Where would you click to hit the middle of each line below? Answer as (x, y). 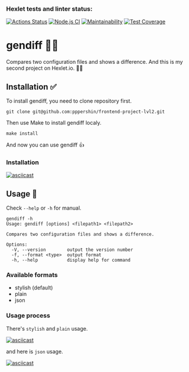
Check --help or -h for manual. (44, 208)
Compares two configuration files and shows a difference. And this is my (94, 62)
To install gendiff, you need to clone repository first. (69, 101)
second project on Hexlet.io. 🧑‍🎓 (45, 68)
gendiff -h (19, 219)
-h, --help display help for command (71, 260)
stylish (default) (34, 288)
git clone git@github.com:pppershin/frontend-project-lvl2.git (86, 112)
